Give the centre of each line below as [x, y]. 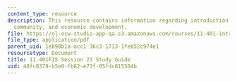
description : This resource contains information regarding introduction [118, 20]
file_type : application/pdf [49, 40]
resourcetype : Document [42, 54]
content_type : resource [42, 14]
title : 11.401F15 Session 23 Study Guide [69, 60]
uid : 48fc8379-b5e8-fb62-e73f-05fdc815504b [72, 66]
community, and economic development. [71, 27]
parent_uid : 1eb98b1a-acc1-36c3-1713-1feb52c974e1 [83, 46]
